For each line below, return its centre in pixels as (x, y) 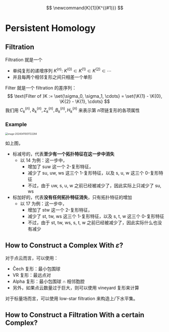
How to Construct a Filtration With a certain (75, 315)
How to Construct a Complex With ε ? (64, 245)
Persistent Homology (50, 28)
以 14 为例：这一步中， (44, 160)
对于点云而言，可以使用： (32, 258)
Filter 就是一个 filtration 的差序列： (41, 88)
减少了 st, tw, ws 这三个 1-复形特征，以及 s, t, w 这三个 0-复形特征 (96, 216)
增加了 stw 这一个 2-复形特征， (60, 210)
